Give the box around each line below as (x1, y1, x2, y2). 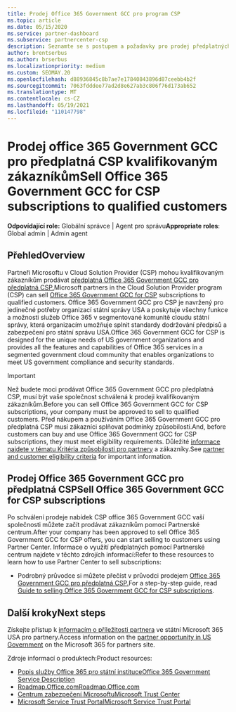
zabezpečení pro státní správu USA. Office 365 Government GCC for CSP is (7, 328, 225, 336)
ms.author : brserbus (7, 56, 68, 63)
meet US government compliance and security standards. (7, 358, 174, 366)
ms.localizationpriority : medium (7, 63, 105, 70)
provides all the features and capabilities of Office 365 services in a (7, 342, 203, 351)
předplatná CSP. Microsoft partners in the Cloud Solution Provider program (7, 283, 223, 292)
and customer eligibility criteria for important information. (7, 452, 173, 460)
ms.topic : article (7, 17, 61, 24)
